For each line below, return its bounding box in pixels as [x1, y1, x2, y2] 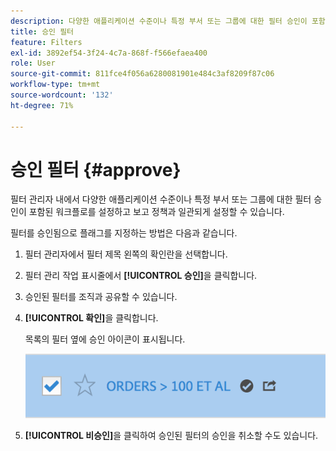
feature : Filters [10, 37, 83, 47]
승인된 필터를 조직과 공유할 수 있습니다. [24, 291, 178, 303]
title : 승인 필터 [10, 26, 75, 37]
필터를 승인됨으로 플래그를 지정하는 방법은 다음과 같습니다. [10, 227, 238, 239]
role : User [10, 58, 56, 69]
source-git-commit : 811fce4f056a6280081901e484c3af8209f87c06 [10, 69, 275, 79]
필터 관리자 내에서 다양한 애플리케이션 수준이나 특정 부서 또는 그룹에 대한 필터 [10, 193, 312, 205]
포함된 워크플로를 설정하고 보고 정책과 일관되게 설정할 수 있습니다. [28, 206, 285, 218]
